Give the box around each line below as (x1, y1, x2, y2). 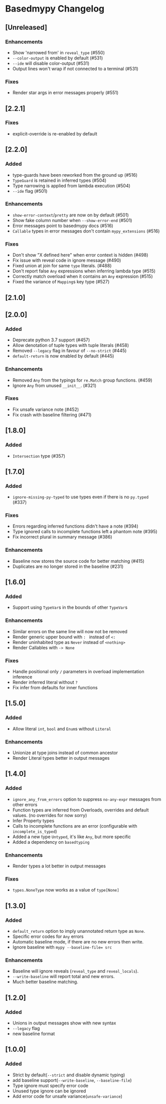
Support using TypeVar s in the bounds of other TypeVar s (12, 605, 128, 611)
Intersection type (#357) (12, 453, 65, 459)
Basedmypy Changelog (5, 3, 105, 15)
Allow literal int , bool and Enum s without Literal (12, 725, 111, 731)
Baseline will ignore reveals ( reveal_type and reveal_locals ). (12, 968, 139, 974)
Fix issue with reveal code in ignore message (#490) (12, 257, 121, 263)
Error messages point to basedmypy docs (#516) (12, 223, 114, 229)
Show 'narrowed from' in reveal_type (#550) (12, 49, 105, 55)
